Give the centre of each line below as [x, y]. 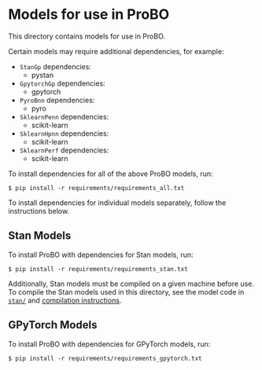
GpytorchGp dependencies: [63, 83]
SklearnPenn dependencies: [64, 116]
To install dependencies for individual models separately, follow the [117, 203]
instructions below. [39, 211]
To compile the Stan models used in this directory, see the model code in [126, 291]
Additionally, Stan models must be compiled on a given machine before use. [131, 284]
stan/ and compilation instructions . [65, 300]
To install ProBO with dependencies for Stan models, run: [101, 255]
